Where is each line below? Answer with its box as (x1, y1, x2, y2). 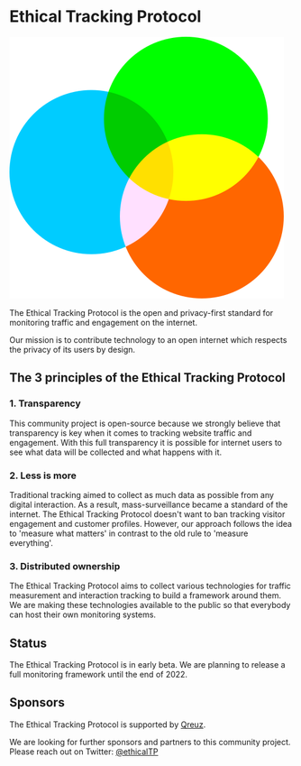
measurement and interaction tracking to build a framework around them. (9, 590, 282, 601)
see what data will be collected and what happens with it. (9, 447, 223, 457)
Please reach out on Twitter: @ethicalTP (9, 746, 159, 757)
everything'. (9, 537, 54, 548)
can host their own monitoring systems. (9, 609, 156, 620)
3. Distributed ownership (9, 559, 121, 572)
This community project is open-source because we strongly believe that (9, 418, 281, 429)
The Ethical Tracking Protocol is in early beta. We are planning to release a (9, 660, 286, 670)
